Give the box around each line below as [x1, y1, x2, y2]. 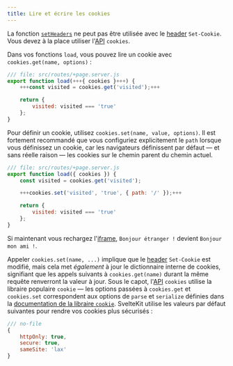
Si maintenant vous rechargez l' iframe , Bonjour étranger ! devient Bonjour [7, 234, 223, 242]
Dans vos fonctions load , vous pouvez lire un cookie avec [7, 50, 172, 58]
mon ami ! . [7, 241, 38, 250]
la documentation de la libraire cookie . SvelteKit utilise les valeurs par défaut [7, 299, 226, 308]
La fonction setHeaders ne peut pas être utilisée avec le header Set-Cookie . [7, 29, 222, 38]
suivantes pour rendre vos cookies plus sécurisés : [7, 307, 153, 315]
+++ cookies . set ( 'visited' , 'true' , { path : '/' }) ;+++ [19, 189, 182, 197]
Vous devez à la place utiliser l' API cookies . [7, 36, 131, 45]
